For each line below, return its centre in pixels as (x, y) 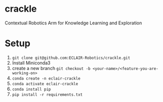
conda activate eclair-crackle (45, 84)
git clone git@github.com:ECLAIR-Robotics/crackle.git (71, 58)
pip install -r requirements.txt (47, 94)
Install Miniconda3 (31, 63)
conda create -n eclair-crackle (46, 78)
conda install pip (31, 89)
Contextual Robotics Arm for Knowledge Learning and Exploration (73, 23)
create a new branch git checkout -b (51, 68)
